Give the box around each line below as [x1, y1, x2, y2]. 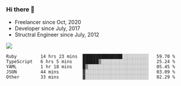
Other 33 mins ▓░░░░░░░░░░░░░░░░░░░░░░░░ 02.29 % [6, 74, 176, 80]
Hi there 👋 [6, 5, 35, 14]
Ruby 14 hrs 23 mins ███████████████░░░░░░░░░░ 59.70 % [6, 54, 176, 59]
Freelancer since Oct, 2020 [14, 19, 81, 26]
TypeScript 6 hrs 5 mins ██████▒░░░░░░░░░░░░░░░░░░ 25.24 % [6, 59, 176, 65]
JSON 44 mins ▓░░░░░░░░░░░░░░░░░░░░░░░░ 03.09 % [6, 69, 176, 75]
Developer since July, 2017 [14, 25, 81, 32]
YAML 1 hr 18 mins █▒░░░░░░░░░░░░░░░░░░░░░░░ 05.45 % [6, 64, 176, 70]
